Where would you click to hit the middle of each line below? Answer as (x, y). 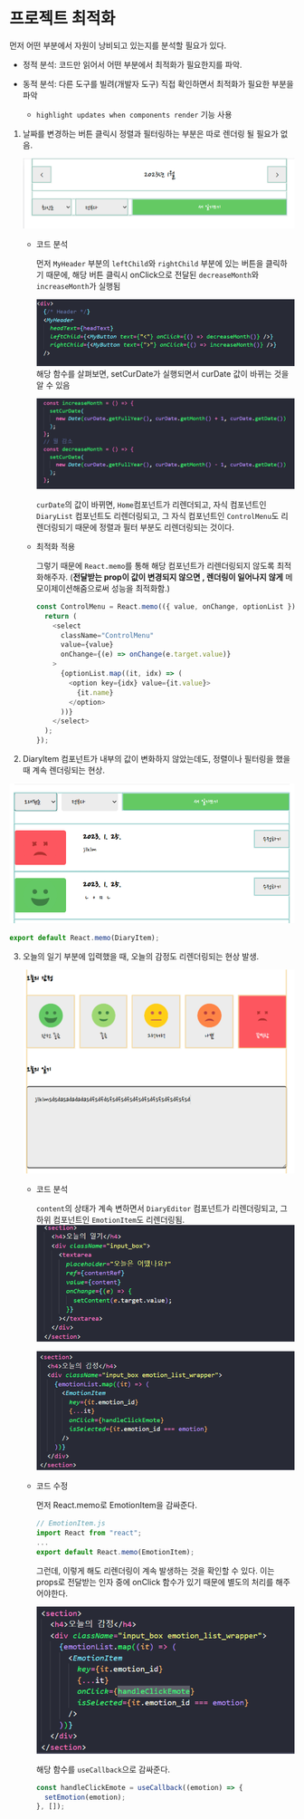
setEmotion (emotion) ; (85, 1797)
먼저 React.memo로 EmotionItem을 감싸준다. (116, 1506)
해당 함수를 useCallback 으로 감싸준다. (103, 1769)
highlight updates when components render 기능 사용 (134, 114)
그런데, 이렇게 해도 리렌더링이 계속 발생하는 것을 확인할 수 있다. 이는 (155, 1570)
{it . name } (95, 693)
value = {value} (87, 645)
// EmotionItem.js (71, 1524)
